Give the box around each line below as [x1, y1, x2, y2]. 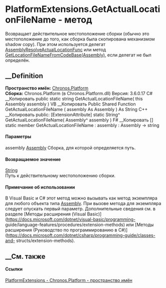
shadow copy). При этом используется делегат [5, 41, 106, 47]
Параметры [5, 133, 31, 139]
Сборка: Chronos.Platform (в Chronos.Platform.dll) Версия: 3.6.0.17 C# [5, 90, 153, 96]
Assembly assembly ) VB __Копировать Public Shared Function [5, 101, 136, 107]
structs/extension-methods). [16, 237, 75, 243]
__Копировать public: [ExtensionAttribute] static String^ [5, 111, 120, 117]
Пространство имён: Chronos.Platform [5, 85, 88, 91]
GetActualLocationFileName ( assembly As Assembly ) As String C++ [5, 106, 148, 112]
